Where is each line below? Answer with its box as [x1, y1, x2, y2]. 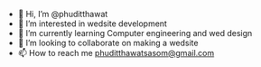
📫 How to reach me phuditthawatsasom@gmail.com [17, 48, 215, 58]
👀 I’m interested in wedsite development [17, 18, 167, 29]
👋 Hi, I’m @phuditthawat [17, 9, 108, 19]
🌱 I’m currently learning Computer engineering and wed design [17, 28, 253, 38]
